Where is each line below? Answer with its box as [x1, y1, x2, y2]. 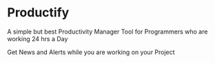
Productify [7, 5, 70, 21]
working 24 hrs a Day [7, 34, 68, 42]
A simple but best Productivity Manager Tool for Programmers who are [7, 27, 208, 36]
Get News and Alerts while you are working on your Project [7, 48, 175, 56]
